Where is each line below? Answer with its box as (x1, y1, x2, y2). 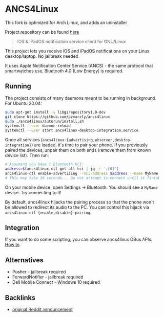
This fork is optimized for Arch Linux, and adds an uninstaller (5, 20, 127, 25)
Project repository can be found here (5, 29, 80, 35)
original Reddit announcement (12, 307, 73, 313)
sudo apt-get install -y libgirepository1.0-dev (5, 110, 106, 114)
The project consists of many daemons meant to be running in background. (5, 95, 157, 101)
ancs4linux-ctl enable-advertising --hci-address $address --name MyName (5, 171, 159, 176)
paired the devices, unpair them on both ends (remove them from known (5, 147, 151, 153)
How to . (5, 242, 21, 248)
